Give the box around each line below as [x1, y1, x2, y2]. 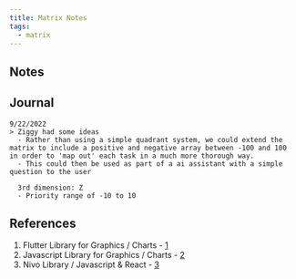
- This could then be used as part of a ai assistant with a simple [17, 159, 283, 169]
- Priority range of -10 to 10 [17, 191, 137, 201]
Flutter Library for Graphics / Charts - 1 [22, 240, 168, 251]
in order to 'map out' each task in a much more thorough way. [9, 151, 255, 160]
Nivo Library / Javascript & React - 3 [22, 259, 160, 270]
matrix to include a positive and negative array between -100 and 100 [9, 143, 287, 152]
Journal [9, 95, 55, 110]
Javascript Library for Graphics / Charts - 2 [22, 250, 185, 261]
